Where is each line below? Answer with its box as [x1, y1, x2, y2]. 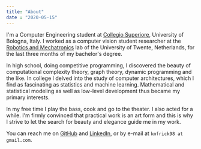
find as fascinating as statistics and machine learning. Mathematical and [6, 81, 185, 88]
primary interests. [6, 94, 50, 101]
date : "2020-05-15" [6, 14, 58, 20]
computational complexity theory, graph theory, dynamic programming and [6, 68, 192, 75]
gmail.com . [6, 136, 32, 143]
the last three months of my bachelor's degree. [6, 50, 123, 57]
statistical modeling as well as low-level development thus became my [6, 87, 181, 94]
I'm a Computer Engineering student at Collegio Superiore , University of [6, 31, 184, 38]
